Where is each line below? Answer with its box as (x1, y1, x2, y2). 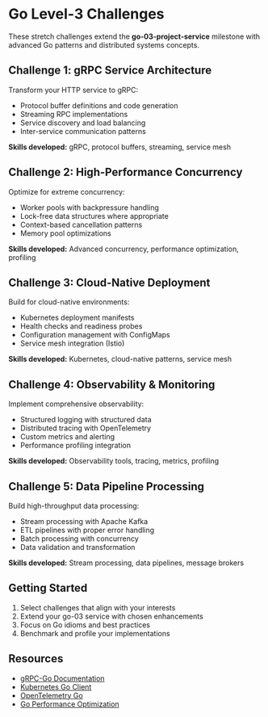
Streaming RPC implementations (19, 109, 128, 119)
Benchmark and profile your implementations (19, 628, 171, 638)
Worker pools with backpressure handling (19, 203, 160, 212)
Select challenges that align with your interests (19, 602, 176, 612)
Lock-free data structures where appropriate (19, 211, 170, 220)
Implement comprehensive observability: (8, 399, 144, 409)
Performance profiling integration (19, 441, 132, 451)
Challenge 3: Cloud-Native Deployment (8, 275, 211, 289)
